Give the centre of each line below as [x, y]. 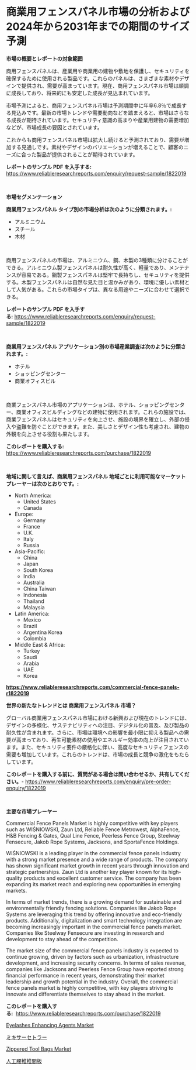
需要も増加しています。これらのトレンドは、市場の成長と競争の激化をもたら [98, 754]
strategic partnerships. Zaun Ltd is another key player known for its [87, 872]
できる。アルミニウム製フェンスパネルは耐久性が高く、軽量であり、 [87, 267]
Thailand [34, 601]
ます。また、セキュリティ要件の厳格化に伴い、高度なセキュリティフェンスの [97, 747]
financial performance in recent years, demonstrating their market [85, 975]
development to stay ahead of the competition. [62, 939]
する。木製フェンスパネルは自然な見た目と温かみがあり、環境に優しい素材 [95, 282]
